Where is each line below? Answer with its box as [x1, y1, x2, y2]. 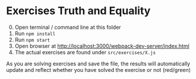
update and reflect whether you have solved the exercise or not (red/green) [6, 66, 191, 73]
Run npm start [14, 36, 50, 43]
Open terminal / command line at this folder [14, 24, 121, 31]
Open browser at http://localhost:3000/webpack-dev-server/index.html [14, 42, 190, 50]
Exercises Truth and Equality [6, 4, 151, 18]
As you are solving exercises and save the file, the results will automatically [6, 60, 191, 67]
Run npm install [14, 29, 56, 37]
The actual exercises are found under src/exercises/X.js [14, 48, 156, 55]
